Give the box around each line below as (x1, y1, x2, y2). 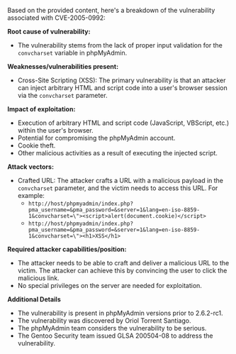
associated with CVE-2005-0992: (7, 13, 106, 22)
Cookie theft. (17, 141, 56, 150)
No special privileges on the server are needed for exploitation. (17, 282, 202, 289)
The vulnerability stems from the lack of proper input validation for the (17, 41, 223, 49)
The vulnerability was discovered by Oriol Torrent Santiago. (17, 316, 191, 325)
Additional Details (7, 295, 62, 304)
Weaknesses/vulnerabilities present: (7, 62, 119, 70)
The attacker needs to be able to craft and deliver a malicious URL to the (17, 259, 230, 267)
